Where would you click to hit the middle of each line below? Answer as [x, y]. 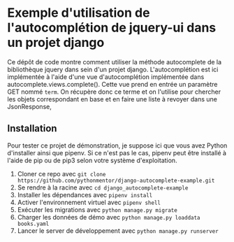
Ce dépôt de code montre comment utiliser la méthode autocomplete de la [115, 62]
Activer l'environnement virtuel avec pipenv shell [89, 202]
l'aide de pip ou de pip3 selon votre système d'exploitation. [92, 160]
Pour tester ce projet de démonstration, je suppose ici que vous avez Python [117, 145]
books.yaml [33, 224]
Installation [32, 128]
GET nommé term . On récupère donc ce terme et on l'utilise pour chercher [114, 92]
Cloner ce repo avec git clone [61, 173]
